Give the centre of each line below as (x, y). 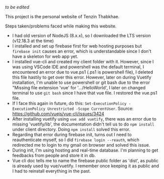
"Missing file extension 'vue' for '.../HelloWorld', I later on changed (79, 88)
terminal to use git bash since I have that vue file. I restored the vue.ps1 (85, 93)
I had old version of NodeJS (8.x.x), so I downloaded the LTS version (81, 36)
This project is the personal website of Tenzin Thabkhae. (62, 16)
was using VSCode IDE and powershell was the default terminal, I (78, 67)
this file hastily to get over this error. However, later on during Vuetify (82, 77)
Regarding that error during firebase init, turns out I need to (72, 135)
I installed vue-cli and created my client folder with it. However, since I (83, 62)
